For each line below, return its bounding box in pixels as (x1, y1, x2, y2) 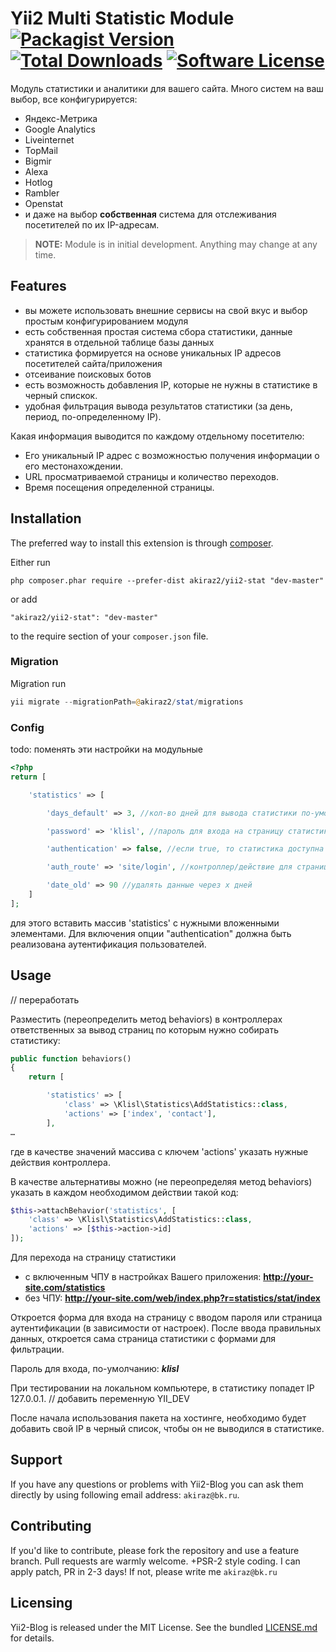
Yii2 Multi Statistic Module (10, 7, 235, 30)
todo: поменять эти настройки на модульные (10, 743, 204, 756)
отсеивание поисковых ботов (24, 368, 152, 380)
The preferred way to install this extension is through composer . (10, 537, 274, 549)
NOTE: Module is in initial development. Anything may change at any (34, 238, 318, 250)
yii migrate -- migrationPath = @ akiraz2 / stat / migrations (10, 697, 244, 707)
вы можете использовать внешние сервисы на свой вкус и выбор (24, 304, 308, 316)
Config (10, 720, 45, 734)
